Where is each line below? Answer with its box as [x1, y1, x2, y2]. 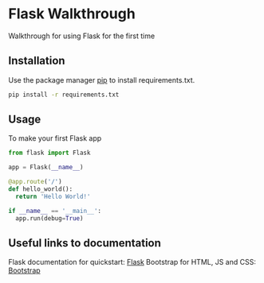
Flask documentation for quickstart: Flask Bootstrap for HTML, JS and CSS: [8, 258, 257, 267]
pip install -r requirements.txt [8, 91, 120, 99]
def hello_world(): [8, 185, 73, 193]
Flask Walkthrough [8, 5, 136, 23]
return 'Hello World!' [15, 192, 91, 200]
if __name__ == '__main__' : [8, 207, 102, 215]
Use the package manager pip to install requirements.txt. [8, 75, 195, 84]
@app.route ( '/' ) [8, 178, 62, 186]
